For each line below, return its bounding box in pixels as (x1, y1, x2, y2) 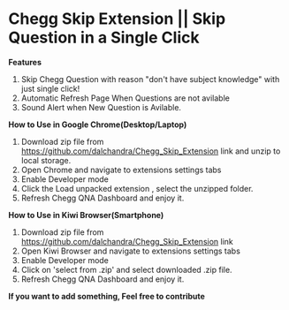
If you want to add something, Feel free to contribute (8, 291, 205, 301)
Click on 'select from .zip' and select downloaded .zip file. (20, 264, 232, 275)
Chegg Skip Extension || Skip (8, 9, 226, 29)
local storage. (20, 155, 72, 165)
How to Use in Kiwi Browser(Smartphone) (8, 209, 164, 220)
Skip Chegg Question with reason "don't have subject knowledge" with (20, 73, 280, 84)
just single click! (20, 83, 80, 94)
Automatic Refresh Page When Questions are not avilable (20, 93, 231, 103)
